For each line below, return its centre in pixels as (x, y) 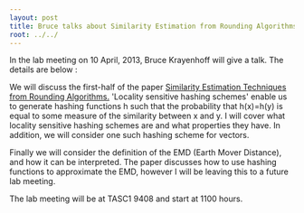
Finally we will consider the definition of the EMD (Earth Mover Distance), (146, 153)
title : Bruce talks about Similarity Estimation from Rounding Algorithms (153, 26)
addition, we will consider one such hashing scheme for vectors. (129, 135)
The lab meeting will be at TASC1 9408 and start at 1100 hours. (126, 199)
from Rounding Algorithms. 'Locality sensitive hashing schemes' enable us (148, 97)
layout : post (34, 18)
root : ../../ (34, 34)
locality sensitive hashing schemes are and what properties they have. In (145, 125)
